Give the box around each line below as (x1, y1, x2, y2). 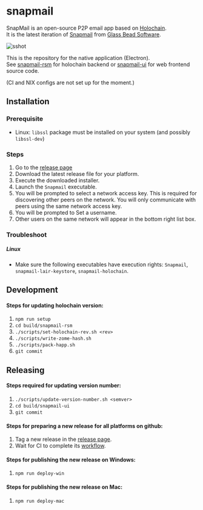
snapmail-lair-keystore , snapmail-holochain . (15, 267, 129, 274)
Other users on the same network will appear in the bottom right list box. (15, 215, 196, 223)
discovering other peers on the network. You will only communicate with (15, 196, 196, 203)
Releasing (6, 365, 45, 375)
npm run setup (15, 317, 51, 323)
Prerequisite (6, 115, 44, 123)
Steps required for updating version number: (6, 382, 121, 389)
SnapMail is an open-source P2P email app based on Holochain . (6, 24, 167, 32)
